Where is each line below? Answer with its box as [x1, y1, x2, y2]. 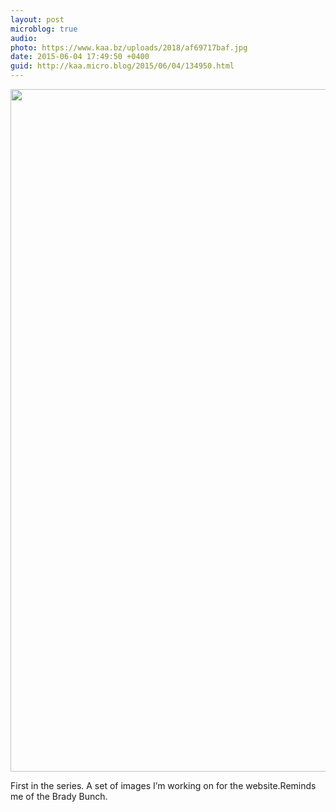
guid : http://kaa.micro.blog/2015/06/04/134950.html [10, 61, 235, 71]
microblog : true [10, 24, 78, 34]
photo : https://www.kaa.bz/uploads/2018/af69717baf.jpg [10, 42, 248, 53]
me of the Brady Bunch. [10, 791, 108, 802]
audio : [10, 33, 38, 43]
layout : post [10, 14, 65, 25]
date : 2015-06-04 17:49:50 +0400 [10, 52, 150, 62]
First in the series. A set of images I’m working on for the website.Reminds [10, 780, 317, 791]
